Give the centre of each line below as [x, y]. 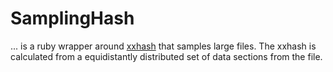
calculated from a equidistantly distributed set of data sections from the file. [166, 56]
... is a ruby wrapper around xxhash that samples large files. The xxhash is [163, 46]
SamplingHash [72, 18]
